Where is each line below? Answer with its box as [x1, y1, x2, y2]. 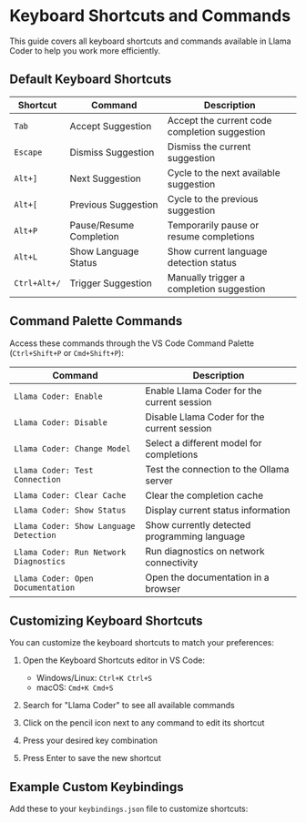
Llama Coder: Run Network [14, 547, 127, 557]
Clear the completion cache [145, 489, 264, 502]
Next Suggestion [69, 172, 141, 185]
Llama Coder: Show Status [14, 504, 127, 515]
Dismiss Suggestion [69, 146, 155, 158]
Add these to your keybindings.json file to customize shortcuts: [9, 803, 249, 815]
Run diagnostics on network [145, 544, 265, 557]
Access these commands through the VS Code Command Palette [9, 338, 255, 349]
